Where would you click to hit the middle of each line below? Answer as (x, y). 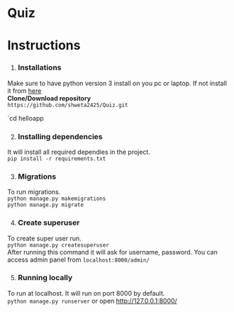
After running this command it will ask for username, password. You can (112, 252)
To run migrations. (34, 192)
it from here (24, 91)
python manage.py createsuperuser (58, 245)
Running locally (45, 278)
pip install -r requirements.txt (57, 158)
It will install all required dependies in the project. (79, 152)
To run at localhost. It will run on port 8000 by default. (86, 293)
